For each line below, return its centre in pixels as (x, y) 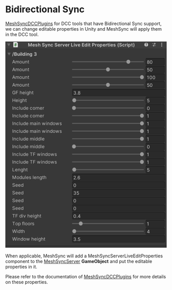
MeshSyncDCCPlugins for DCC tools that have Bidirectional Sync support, (83, 23)
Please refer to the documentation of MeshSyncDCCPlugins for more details (86, 276)
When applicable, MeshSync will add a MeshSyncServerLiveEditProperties (84, 256)
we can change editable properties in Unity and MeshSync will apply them (84, 29)
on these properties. (27, 282)
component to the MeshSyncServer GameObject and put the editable (79, 261)
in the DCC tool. (22, 34)
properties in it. (21, 267)
